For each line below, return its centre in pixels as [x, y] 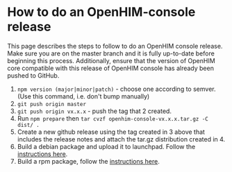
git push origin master [52, 104]
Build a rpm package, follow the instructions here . [88, 161]
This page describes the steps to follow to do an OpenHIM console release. [115, 46]
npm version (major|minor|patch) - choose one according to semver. [116, 89]
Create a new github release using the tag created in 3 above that [111, 132]
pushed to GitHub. [33, 75]
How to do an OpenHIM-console [101, 12]
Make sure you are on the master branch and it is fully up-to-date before [111, 53]
